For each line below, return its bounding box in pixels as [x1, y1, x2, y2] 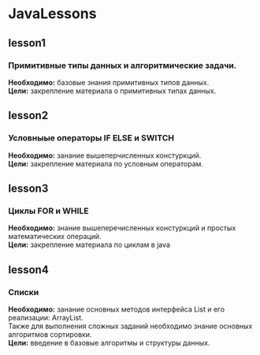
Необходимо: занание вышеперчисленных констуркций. [8, 151, 202, 160]
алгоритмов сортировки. [8, 329, 92, 339]
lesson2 [8, 109, 49, 122]
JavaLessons [8, 5, 97, 23]
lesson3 [8, 181, 49, 195]
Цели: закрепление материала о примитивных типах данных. [8, 86, 217, 95]
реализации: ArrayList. [8, 312, 84, 322]
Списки [8, 286, 39, 297]
